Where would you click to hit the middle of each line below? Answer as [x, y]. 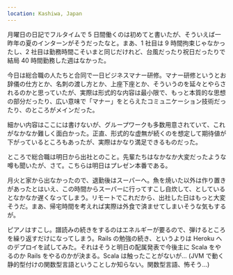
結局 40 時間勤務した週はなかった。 [58, 60]
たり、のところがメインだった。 [53, 110]
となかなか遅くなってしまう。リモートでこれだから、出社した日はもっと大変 [116, 197]
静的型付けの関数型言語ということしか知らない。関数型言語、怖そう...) [109, 264]
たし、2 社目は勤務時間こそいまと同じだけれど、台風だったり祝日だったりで [116, 51]
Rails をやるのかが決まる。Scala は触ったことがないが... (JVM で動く [126, 256]
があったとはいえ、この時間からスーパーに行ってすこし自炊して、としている [116, 189]
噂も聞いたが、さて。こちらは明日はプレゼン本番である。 [89, 165]
